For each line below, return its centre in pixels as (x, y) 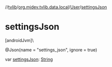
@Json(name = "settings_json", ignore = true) (51, 50)
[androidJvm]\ (19, 40)
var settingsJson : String (29, 59)
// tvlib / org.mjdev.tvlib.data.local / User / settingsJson (56, 7)
